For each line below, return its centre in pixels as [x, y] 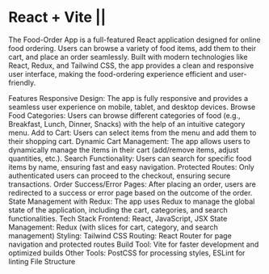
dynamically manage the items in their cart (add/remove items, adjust [124, 150]
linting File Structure [42, 261]
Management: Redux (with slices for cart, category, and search [113, 227]
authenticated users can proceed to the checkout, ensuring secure [120, 175]
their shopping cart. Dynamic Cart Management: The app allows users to [129, 141]
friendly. [22, 82]
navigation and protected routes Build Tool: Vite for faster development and [134, 244]
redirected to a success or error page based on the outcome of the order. [130, 192]
